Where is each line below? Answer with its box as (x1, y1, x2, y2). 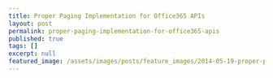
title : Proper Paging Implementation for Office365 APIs (8, 11, 206, 20)
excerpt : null (8, 50, 57, 58)
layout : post (8, 19, 53, 28)
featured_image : (8, 58, 63, 66)
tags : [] (8, 42, 38, 50)
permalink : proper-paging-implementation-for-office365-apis (8, 27, 220, 35)
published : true (8, 34, 63, 43)
